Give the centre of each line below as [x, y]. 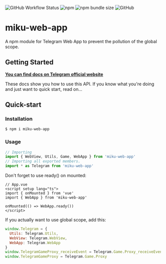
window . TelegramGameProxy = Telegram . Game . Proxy [56, 257]
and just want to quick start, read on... [44, 89]
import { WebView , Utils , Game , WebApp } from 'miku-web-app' [70, 157]
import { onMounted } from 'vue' [40, 194]
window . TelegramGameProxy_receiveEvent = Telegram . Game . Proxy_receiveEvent [85, 252]
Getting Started [29, 62]
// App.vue [16, 185]
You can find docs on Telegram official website [54, 74]
